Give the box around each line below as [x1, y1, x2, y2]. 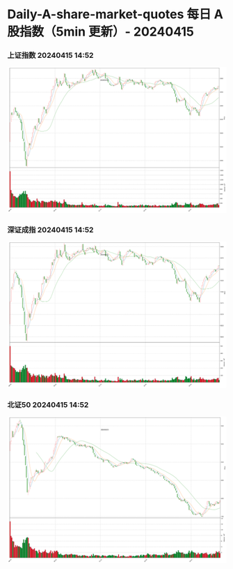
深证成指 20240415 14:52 [7, 225, 94, 235]
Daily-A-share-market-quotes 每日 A [7, 6, 224, 22]
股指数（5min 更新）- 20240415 [7, 24, 195, 40]
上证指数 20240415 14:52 [7, 50, 94, 60]
